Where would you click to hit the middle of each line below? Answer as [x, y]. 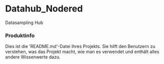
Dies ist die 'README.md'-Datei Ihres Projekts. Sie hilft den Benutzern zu [80, 46]
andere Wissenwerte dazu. [33, 57]
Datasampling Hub [24, 22]
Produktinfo [20, 35]
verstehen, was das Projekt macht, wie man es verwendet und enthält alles [82, 52]
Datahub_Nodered [44, 9]
